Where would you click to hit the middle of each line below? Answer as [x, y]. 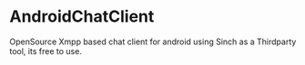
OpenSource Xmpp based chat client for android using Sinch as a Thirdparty [153, 42]
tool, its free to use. [46, 51]
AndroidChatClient [82, 17]
